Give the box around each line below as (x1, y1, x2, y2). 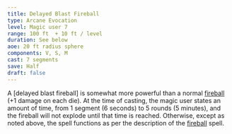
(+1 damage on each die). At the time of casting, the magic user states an (7, 96, 221, 104)
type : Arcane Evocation (7, 17, 78, 24)
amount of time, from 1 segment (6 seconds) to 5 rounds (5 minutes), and (7, 104, 221, 112)
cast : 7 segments (7, 56, 59, 63)
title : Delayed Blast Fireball (7, 10, 100, 18)
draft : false (7, 69, 46, 76)
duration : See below (7, 37, 69, 44)
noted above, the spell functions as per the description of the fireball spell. (7, 118, 225, 127)
